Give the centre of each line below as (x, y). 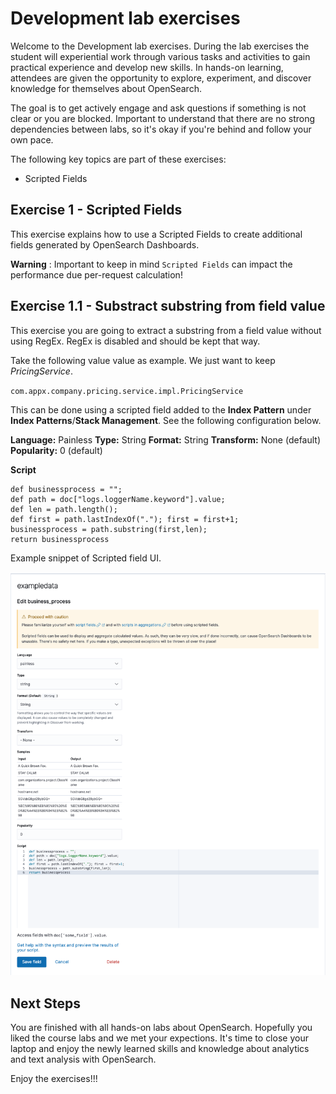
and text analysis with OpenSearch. (83, 1059)
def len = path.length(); (64, 509)
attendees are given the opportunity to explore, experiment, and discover (161, 78)
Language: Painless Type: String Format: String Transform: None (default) (166, 439)
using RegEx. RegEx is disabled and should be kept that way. (135, 341)
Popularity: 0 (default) (56, 450)
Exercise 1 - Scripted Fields (96, 210)
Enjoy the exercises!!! (54, 1079)
